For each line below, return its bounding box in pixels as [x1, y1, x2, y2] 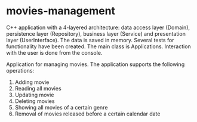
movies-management [6, 4, 115, 18]
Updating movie [14, 91, 54, 98]
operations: [6, 67, 35, 74]
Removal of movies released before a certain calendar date [14, 110, 161, 117]
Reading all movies [14, 85, 61, 92]
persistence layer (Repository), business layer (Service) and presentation [6, 30, 186, 37]
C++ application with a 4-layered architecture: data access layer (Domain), [6, 24, 190, 31]
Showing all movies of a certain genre [14, 104, 108, 111]
